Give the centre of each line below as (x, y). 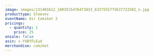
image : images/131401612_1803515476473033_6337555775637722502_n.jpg (77, 9)
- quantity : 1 (24, 28)
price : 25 (24, 32)
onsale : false (19, 37)
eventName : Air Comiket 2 (31, 19)
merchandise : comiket (27, 46)
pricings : (15, 23)
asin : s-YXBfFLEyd (24, 41)
